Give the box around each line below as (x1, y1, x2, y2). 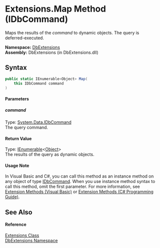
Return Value (5, 135, 32, 141)
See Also (5, 208, 32, 216)
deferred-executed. (5, 35, 45, 41)
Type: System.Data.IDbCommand (5, 119, 72, 125)
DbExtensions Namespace (5, 237, 58, 243)
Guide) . (5, 194, 20, 200)
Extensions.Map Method (5, 3, 106, 15)
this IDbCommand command (14, 81, 64, 86)
